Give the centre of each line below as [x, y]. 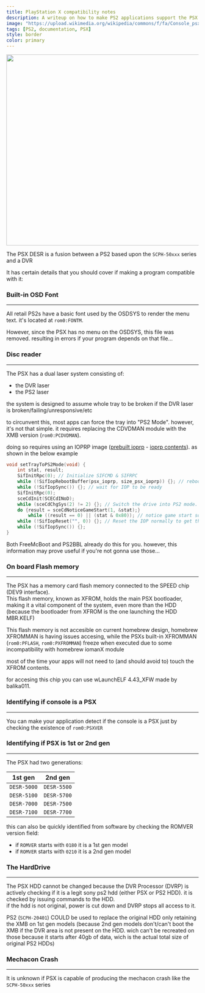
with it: [15, 279]
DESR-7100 [23, 812]
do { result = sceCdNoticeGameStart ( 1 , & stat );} [79, 510]
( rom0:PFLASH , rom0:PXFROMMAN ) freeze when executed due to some [89, 643]
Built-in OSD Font [33, 295]
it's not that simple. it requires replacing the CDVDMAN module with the [96, 428]
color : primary [26, 40]
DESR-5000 [23, 787]
